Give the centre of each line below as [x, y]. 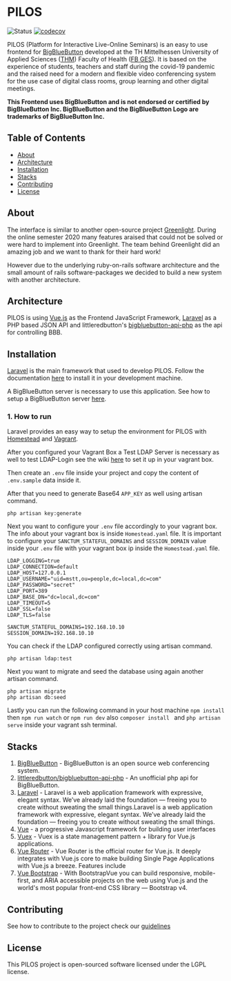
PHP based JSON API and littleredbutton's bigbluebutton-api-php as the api [115, 325]
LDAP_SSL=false [29, 609]
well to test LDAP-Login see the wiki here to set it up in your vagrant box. [110, 460]
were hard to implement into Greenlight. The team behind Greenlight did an [113, 244]
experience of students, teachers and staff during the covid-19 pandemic [111, 66]
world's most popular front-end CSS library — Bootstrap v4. [102, 888]
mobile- [204, 873]
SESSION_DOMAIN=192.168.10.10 [51, 634]
